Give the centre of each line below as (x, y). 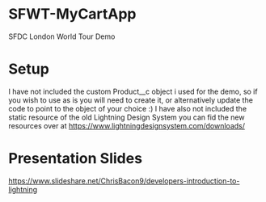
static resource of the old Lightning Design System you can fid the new (127, 117)
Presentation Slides (76, 159)
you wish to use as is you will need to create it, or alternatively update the (131, 100)
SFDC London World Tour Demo (62, 36)
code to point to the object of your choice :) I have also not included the (128, 108)
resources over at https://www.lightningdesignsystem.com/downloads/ (127, 125)
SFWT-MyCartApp (72, 14)
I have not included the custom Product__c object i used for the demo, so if (133, 91)
